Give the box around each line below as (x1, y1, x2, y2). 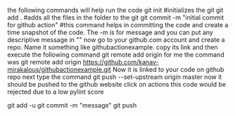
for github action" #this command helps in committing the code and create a (7, 21, 229, 29)
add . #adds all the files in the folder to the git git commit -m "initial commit (7, 13, 224, 22)
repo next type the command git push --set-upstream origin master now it (7, 73, 222, 81)
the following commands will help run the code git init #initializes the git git (7, 6, 224, 14)
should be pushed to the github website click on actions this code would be (7, 80, 227, 88)
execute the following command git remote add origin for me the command (7, 50, 224, 59)
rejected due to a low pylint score (7, 87, 104, 96)
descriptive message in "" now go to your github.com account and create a (7, 36, 225, 44)
